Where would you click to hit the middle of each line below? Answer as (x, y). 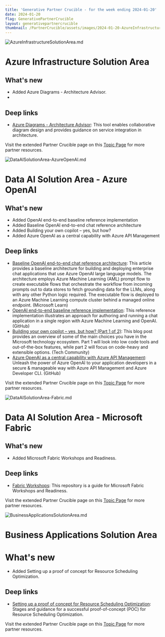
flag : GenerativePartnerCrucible (39, 19)
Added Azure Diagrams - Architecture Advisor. (59, 92)
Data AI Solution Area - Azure (66, 179)
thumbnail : (16, 28)
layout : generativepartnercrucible (41, 23)
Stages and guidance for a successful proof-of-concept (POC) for (79, 609)
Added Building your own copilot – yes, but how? (62, 230)
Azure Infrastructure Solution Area (77, 62)
